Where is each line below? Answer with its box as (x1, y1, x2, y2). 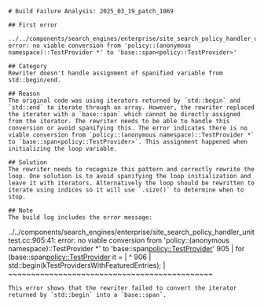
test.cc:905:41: (8, 236, 57, 245)
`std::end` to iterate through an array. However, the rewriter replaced (8, 104, 255, 111)
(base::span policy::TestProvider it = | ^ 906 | (8, 252, 152, 261)
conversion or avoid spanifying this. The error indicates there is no (8, 124, 247, 132)
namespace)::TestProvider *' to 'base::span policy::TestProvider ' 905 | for (8, 244, 245, 253)
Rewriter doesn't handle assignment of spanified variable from (8, 69, 223, 77)
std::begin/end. (8, 76, 61, 84)
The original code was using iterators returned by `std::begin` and (8, 97, 241, 104)
